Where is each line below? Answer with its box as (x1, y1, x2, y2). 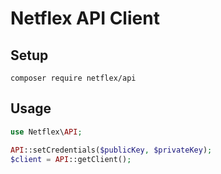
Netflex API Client (10, 7, 160, 30)
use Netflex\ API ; (10, 127, 83, 137)
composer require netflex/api (10, 73, 137, 83)
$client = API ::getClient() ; (10, 154, 132, 164)
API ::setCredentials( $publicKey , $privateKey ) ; (10, 145, 213, 155)
